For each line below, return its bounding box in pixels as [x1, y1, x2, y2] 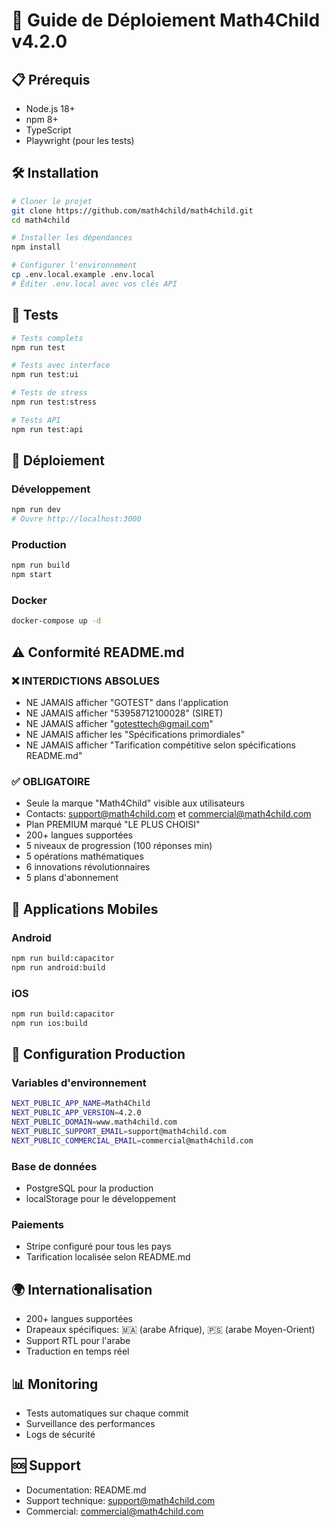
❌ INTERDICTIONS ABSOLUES [11, 674, 160, 688]
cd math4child [11, 215, 71, 225]
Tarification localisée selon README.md [25, 1251, 191, 1263]
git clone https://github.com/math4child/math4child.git [11, 205, 254, 216]
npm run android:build [11, 962, 106, 973]
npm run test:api [11, 424, 84, 434]
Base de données [11, 1159, 98, 1173]
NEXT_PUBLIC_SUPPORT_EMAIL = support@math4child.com [11, 1127, 227, 1137]
